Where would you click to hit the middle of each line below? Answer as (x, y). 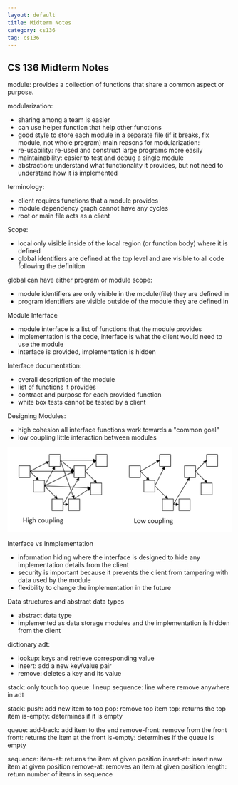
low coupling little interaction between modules (87, 437)
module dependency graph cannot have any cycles (93, 208)
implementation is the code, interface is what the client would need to (120, 337)
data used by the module (54, 580)
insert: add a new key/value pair (64, 665)
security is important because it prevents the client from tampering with (123, 572)
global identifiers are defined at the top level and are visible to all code (121, 259)
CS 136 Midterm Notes (58, 67)
